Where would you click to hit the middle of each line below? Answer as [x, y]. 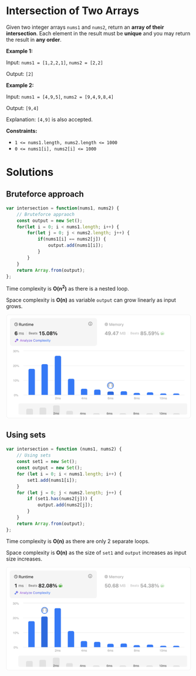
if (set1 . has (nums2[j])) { [60, 499]
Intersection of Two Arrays [73, 11]
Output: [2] [20, 74]
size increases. [24, 559]
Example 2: [20, 85]
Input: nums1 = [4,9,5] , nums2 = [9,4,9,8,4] [60, 96]
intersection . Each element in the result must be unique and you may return [98, 33]
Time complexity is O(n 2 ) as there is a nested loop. [67, 288]
